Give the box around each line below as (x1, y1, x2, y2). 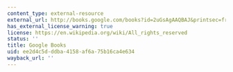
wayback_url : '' (7, 55, 54, 62)
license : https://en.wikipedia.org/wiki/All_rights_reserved (7, 29, 188, 36)
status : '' (7, 36, 39, 43)
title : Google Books (7, 42, 67, 49)
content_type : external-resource (7, 10, 104, 17)
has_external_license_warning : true (7, 23, 113, 29)
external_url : (7, 16, 49, 23)
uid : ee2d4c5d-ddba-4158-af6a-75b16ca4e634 (7, 49, 135, 56)
